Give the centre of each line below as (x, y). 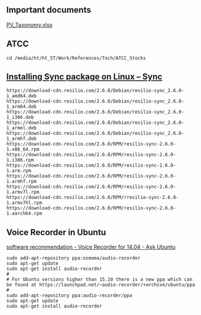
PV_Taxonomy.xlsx (30, 24)
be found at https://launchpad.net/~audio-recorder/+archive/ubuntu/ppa (101, 285)
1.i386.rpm (20, 160)
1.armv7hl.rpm (24, 203)
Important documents (49, 10)
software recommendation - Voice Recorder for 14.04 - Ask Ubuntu (91, 247)
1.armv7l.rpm (23, 192)
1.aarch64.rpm (24, 214)
